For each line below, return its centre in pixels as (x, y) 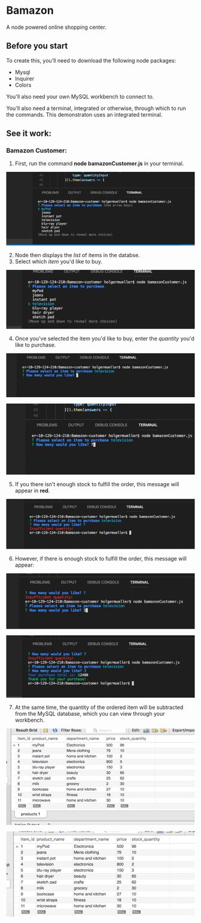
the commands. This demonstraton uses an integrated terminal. (84, 114)
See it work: (29, 134)
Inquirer (25, 78)
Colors (23, 85)
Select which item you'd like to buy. (59, 261)
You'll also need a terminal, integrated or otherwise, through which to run (96, 108)
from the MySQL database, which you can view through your (90, 714)
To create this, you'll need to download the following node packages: (91, 60)
